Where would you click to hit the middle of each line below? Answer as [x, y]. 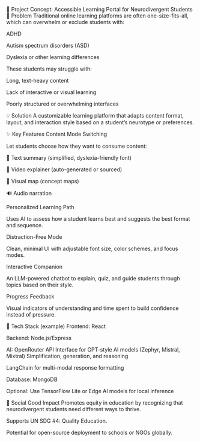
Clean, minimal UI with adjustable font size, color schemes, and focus [92, 248]
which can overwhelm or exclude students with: [65, 22]
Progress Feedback [30, 296]
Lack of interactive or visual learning [51, 92]
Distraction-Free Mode [34, 237]
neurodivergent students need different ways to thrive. [74, 409]
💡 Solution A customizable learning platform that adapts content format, [95, 115]
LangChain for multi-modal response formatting [65, 368]
